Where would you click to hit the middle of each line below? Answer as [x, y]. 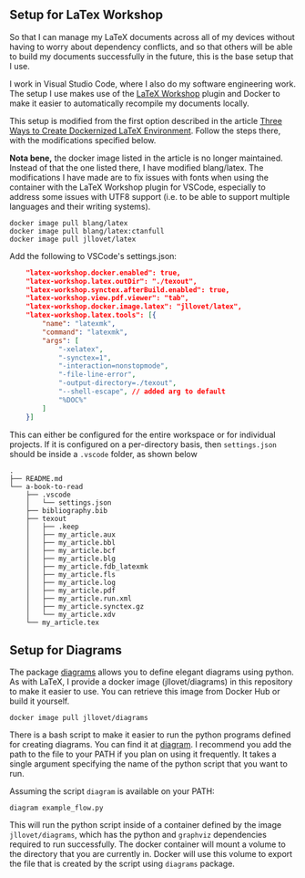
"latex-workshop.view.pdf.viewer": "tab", [107, 298]
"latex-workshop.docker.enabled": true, [103, 273]
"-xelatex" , [81, 349]
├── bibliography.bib [66, 510]
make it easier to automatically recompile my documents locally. [130, 103]
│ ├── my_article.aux [71, 534]
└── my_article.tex [63, 622]
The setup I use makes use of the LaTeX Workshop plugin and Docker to [145, 93]
